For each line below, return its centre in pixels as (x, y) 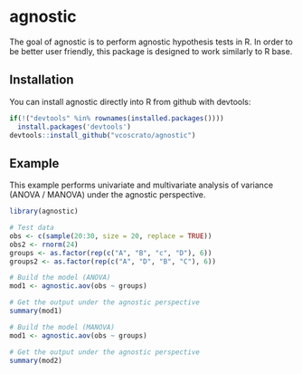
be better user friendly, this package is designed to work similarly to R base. (151, 51)
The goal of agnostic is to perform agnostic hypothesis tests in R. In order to (151, 42)
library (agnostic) (44, 211)
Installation (42, 80)
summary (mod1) (36, 311)
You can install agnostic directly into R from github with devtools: (130, 101)
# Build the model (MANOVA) (62, 327)
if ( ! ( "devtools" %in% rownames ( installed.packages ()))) (117, 118)
